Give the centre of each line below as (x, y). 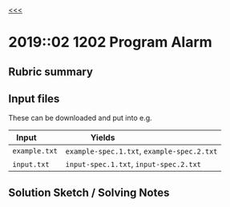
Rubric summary (51, 72)
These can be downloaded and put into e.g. (80, 118)
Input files (34, 99)
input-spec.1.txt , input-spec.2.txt (133, 164)
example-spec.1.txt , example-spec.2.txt (141, 151)
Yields (103, 137)
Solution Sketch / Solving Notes (89, 192)
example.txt (35, 151)
